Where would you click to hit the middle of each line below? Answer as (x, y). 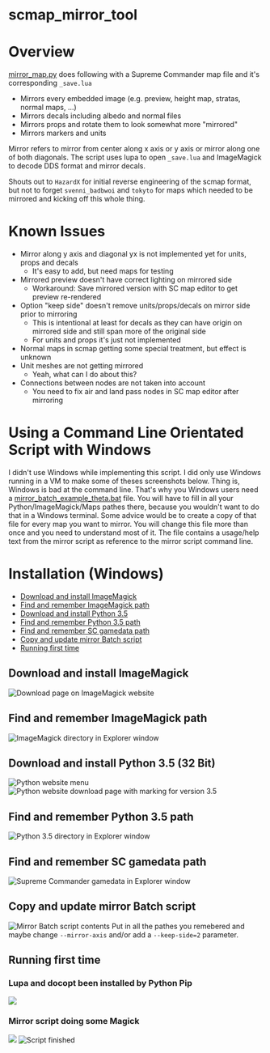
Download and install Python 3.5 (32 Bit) (112, 763)
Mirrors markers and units (63, 133)
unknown (36, 357)
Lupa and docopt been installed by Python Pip (100, 983)
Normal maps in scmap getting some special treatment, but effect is (133, 349)
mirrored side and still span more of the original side (119, 331)
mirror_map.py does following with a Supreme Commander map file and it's (134, 74)
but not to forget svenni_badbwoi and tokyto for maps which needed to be (131, 190)
